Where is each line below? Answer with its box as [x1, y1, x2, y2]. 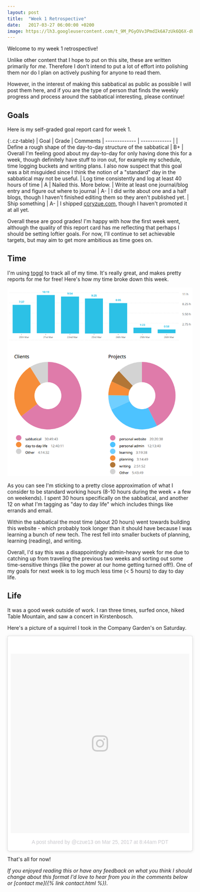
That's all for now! [7, 855, 51, 862]
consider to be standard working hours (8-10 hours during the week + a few [7, 488, 191, 495]
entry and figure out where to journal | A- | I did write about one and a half [7, 188, 186, 195]
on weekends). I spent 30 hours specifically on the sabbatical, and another [7, 494, 189, 501]
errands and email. [7, 507, 53, 514]
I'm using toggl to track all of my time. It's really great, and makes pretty [7, 269, 182, 276]
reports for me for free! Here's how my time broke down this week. [7, 275, 169, 283]
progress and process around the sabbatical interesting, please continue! [7, 93, 185, 100]
